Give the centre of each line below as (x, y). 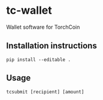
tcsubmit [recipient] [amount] (45, 92)
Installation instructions (51, 46)
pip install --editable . (38, 60)
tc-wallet (29, 10)
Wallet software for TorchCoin (43, 27)
